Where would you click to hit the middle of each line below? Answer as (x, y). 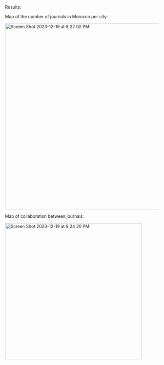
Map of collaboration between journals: (44, 216)
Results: (13, 7)
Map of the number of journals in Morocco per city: (57, 16)
